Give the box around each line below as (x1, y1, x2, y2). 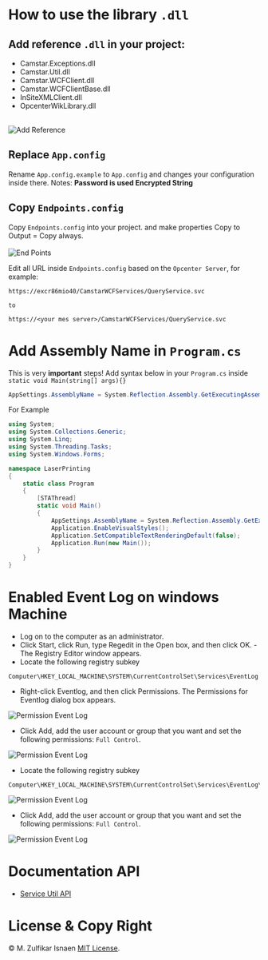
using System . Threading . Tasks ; (8, 443, 112, 451)
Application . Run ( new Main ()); (50, 539, 152, 547)
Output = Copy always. (8, 230, 84, 241)
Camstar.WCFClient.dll (19, 76, 95, 85)
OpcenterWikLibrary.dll (19, 102, 97, 110)
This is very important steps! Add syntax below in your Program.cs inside (8, 368, 249, 377)
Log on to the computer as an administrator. (19, 631, 164, 641)
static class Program (22, 480, 94, 488)
